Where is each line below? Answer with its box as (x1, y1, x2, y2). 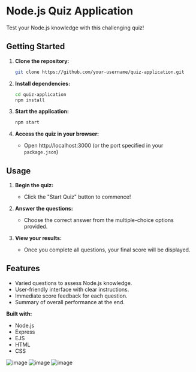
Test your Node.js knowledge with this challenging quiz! (6, 24, 144, 31)
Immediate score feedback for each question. (14, 292, 128, 299)
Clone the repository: (14, 57, 70, 64)
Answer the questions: (14, 205, 73, 212)
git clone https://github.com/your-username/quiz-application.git (14, 69, 185, 75)
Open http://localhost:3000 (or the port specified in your (23, 142, 164, 149)
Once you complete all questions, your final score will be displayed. (23, 246, 191, 253)
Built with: (6, 310, 32, 317)
